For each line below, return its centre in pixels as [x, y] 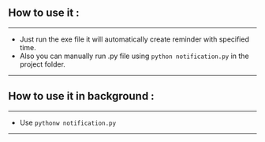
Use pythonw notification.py [68, 122]
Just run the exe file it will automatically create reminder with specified [134, 39]
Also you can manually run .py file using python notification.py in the [134, 56]
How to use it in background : [82, 96]
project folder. [42, 64]
